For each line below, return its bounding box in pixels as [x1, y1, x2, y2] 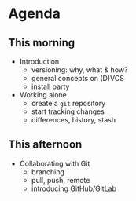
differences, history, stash [31, 115, 116, 124]
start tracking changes [31, 107, 105, 116]
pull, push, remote [31, 175, 90, 185]
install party [31, 82, 70, 91]
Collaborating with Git [19, 159, 90, 168]
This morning [8, 36, 75, 49]
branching [31, 166, 65, 177]
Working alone [19, 90, 67, 99]
